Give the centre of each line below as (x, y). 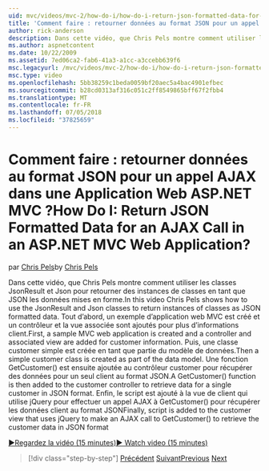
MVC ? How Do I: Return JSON (109, 211)
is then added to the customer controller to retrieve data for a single (120, 384)
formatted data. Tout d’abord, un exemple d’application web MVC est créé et (134, 316)
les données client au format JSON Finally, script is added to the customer (130, 410)
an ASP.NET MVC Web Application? (129, 245)
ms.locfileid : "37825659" (51, 120)
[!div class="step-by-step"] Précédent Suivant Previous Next (127, 458)
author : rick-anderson (46, 30)
